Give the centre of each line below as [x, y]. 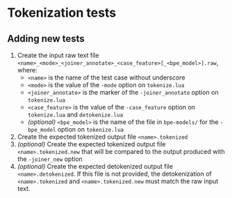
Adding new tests [46, 39]
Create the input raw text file [58, 55]
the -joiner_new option [50, 159]
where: [27, 70]
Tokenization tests [62, 13]
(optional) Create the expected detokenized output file [95, 166]
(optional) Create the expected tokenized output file [91, 144]
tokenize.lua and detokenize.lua [75, 114]
